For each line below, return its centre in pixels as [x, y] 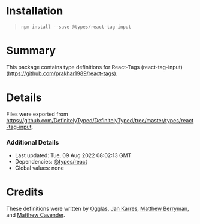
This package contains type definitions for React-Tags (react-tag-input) [94, 67]
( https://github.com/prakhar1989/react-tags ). [62, 73]
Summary [31, 50]
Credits [25, 192]
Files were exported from [37, 114]
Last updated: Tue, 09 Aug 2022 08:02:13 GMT [73, 155]
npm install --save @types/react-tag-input [76, 27]
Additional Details [33, 142]
